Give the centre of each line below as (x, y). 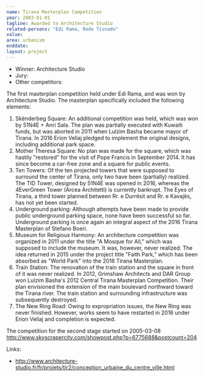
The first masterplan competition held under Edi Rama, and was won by (96, 93)
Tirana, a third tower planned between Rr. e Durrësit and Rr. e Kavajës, (103, 196)
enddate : (17, 46)
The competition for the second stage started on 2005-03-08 (84, 331)
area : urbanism (26, 40)
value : (15, 35)
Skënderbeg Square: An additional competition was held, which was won (107, 118)
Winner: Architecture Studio (50, 69)
